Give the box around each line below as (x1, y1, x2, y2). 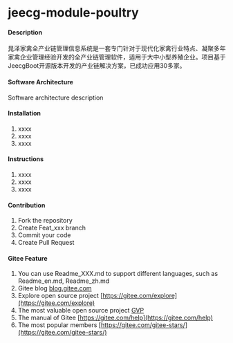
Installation (8, 109, 41, 118)
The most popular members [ (17, 321, 102, 329)
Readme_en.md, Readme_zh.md (17, 277, 110, 285)
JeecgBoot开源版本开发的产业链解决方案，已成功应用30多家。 (8, 62, 186, 70)
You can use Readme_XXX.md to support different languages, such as (17, 270, 218, 278)
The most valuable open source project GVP (17, 306, 145, 315)
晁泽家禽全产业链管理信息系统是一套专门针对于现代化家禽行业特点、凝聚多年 (8, 44, 226, 53)
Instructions (8, 155, 44, 163)
